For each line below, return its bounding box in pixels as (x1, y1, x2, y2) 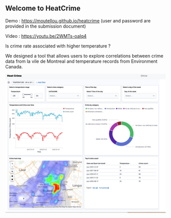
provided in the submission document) (5, 23, 87, 29)
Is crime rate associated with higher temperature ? (5, 43, 111, 49)
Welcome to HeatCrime (5, 4, 80, 13)
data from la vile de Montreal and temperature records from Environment (5, 58, 158, 64)
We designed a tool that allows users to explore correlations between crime (5, 53, 164, 59)
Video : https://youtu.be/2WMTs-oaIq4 (5, 33, 87, 39)
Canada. (5, 63, 23, 69)
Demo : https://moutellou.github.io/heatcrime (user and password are (5, 17, 151, 23)
